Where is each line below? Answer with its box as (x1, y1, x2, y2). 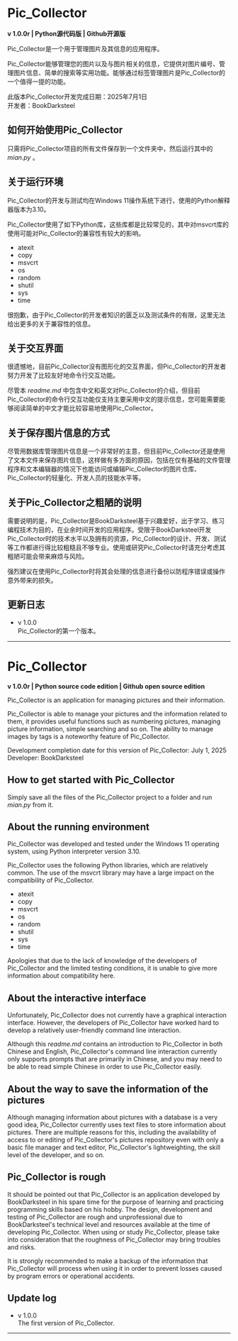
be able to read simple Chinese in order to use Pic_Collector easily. (7, 1063, 202, 1071)
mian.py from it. (7, 800, 54, 809)
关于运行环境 (7, 176, 64, 188)
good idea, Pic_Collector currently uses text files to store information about (7, 1120, 227, 1129)
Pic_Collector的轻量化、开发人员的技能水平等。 (7, 474, 145, 482)
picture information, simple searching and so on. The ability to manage (7, 724, 214, 733)
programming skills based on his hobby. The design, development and (7, 1205, 212, 1213)
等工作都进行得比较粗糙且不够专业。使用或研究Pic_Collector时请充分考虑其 (7, 543, 225, 552)
